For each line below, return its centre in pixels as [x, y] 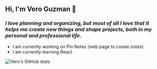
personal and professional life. [43, 36]
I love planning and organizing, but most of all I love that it [77, 23]
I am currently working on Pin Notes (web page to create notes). [78, 46]
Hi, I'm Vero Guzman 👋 [41, 9]
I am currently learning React [42, 52]
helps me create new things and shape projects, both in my [78, 29]
